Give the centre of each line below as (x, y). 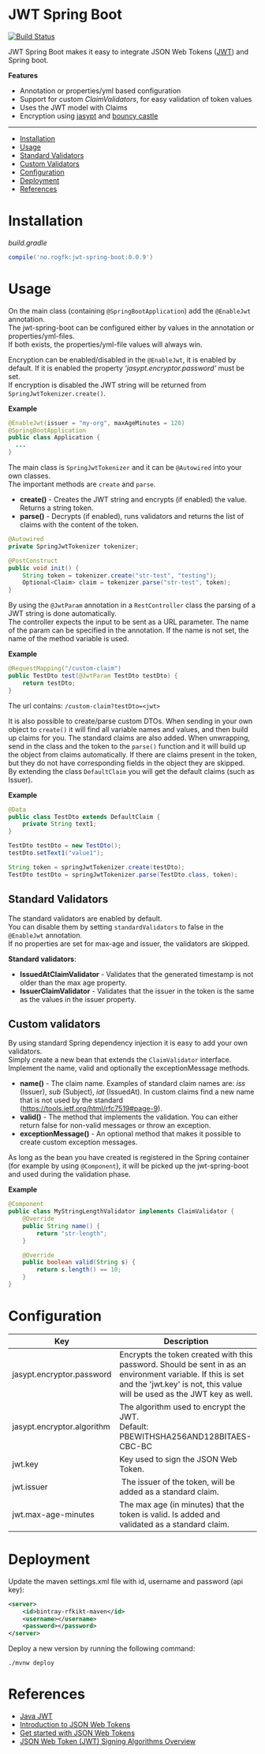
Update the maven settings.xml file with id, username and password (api (125, 1581)
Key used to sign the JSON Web (179, 1459)
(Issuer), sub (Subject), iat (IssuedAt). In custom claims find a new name (137, 1092)
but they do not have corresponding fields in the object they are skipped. (127, 763)
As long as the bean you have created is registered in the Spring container (129, 1158)
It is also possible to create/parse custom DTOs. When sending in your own (131, 721)
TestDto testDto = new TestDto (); (65, 846)
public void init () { (44, 568)
